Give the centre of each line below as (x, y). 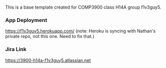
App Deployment (26, 20)
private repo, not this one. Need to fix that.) (50, 36)
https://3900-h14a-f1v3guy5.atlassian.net (48, 60)
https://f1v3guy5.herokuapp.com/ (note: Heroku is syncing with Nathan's (80, 31)
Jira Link (16, 49)
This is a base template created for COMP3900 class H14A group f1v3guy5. (83, 7)
